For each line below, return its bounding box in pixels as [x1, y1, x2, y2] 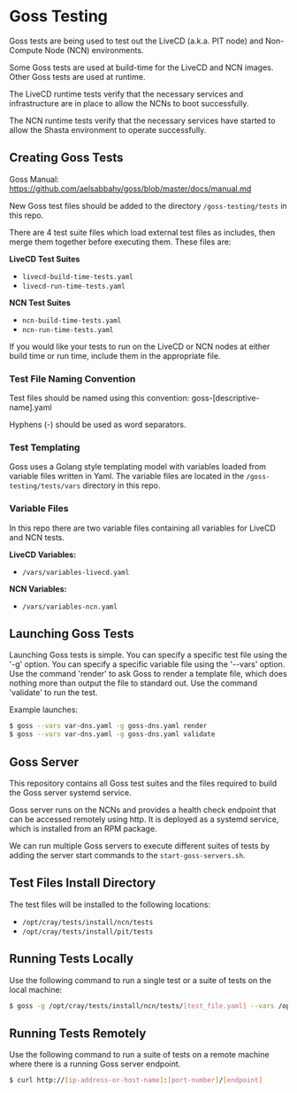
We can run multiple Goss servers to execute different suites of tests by [9, 841, 270, 851]
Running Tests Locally [9, 951, 134, 966]
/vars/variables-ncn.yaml [21, 602, 118, 611]
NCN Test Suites [9, 297, 71, 307]
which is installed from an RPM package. [9, 824, 157, 834]
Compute [9, 44, 43, 55]
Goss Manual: [9, 174, 59, 184]
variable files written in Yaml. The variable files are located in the [9, 471, 245, 482]
